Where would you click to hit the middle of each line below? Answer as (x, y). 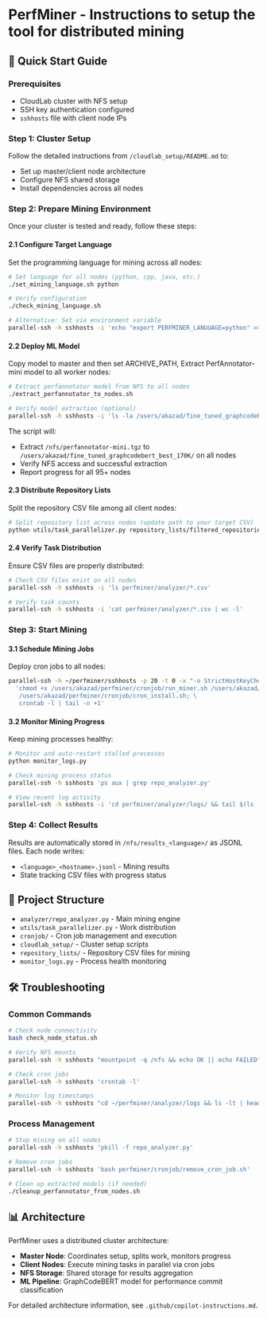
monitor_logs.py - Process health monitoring (93, 961)
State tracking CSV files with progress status (93, 875)
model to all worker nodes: (67, 372)
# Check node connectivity (53, 1031)
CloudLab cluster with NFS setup (74, 100)
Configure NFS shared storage (70, 180)
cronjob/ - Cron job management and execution (98, 936)
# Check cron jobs (39, 1074)
